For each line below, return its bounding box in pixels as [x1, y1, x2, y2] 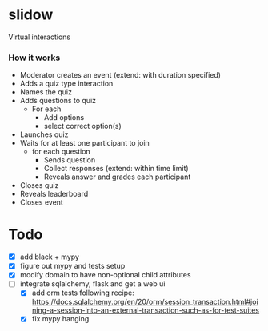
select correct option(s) [43, 122, 122, 131]
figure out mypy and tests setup [19, 261, 126, 271]
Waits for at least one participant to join [19, 138, 150, 148]
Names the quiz [19, 87, 72, 97]
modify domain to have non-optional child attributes [19, 270, 191, 280]
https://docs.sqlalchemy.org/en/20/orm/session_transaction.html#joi [31, 297, 258, 307]
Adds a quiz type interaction [19, 78, 114, 89]
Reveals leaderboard [19, 189, 89, 199]
